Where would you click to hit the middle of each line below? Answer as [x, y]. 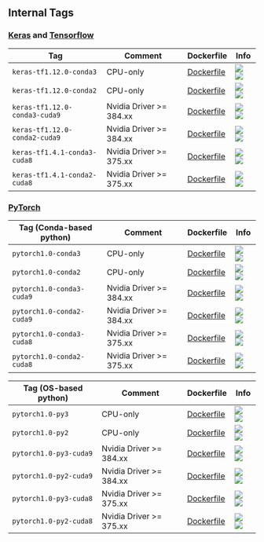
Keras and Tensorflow [51, 35]
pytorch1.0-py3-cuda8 [52, 498]
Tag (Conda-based [55, 227]
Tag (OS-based [53, 388]
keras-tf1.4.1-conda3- [54, 152]
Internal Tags [41, 13]
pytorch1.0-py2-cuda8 [52, 521]
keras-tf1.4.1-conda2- [54, 175]
